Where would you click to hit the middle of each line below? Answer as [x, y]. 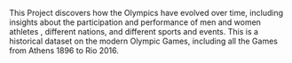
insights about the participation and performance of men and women [135, 22]
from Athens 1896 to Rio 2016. [64, 51]
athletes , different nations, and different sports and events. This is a [134, 31]
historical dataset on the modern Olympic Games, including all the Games [143, 41]
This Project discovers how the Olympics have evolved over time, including [146, 13]
